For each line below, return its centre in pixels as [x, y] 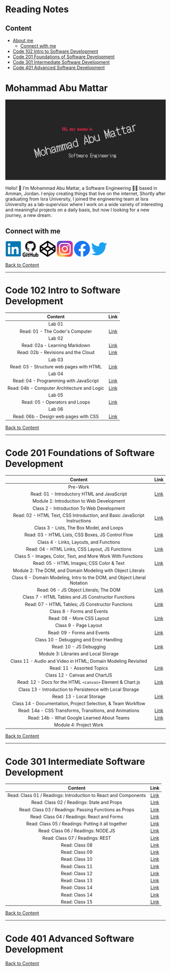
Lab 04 [56, 374]
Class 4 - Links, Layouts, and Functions [79, 542]
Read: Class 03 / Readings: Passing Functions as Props [77, 809]
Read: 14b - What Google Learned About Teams [79, 717]
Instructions [79, 520]
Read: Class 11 [77, 866]
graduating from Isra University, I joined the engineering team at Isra [77, 199]
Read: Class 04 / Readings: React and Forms [77, 816]
